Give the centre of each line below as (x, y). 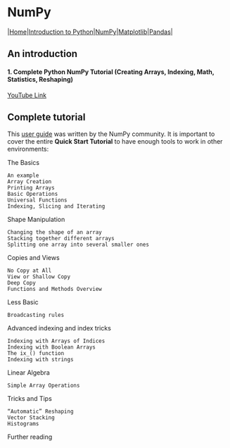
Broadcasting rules (36, 315)
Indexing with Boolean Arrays (52, 347)
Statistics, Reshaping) (40, 79)
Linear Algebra (29, 373)
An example (23, 176)
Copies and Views (33, 258)
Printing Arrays (31, 188)
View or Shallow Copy (39, 277)
